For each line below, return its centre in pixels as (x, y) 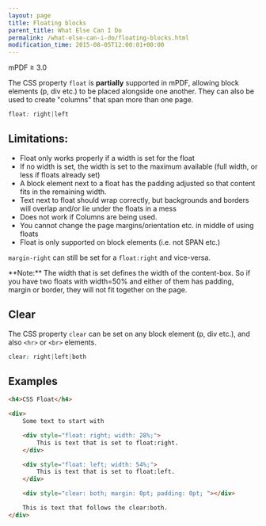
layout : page (30, 15)
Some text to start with (63, 421)
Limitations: (38, 139)
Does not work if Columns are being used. (88, 217)
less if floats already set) (60, 174)
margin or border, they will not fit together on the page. (98, 289)
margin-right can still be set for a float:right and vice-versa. (110, 257)
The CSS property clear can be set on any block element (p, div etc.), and (129, 334)
